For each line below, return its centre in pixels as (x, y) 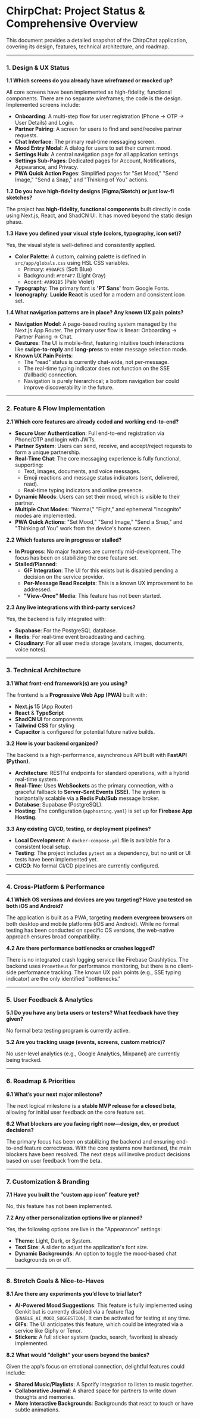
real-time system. (36, 779)
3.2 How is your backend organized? (52, 743)
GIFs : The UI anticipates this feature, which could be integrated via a (99, 1324)
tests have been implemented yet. (56, 859)
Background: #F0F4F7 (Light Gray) (65, 276)
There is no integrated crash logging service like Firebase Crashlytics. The (97, 960)
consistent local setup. (43, 847)
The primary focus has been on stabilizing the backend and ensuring (90, 1141)
